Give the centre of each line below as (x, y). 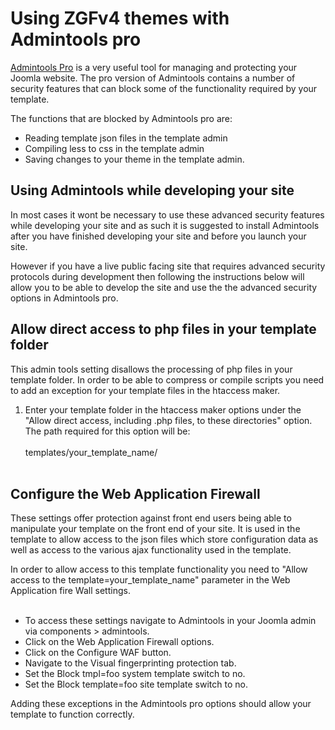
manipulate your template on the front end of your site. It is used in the (155, 529)
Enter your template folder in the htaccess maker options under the (163, 409)
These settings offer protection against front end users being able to (151, 518)
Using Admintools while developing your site (152, 190)
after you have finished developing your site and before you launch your (158, 236)
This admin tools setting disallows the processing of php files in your (151, 369)
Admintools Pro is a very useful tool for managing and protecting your (154, 67)
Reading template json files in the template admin (126, 138)
